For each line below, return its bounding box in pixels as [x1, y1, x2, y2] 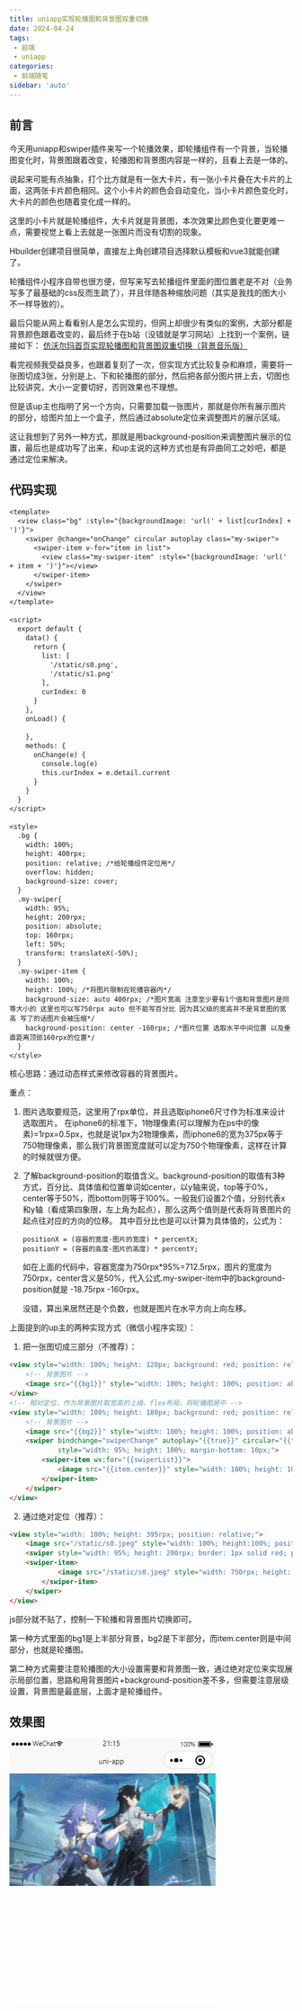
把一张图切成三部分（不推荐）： [22, 1341, 138, 1353]
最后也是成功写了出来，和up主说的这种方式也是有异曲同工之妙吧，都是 [24, 442, 287, 453]
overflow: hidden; [25, 868, 94, 877]
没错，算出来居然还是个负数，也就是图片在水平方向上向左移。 [22, 1303, 252, 1314]
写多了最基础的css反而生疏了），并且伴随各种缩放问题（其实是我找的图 [9, 287, 271, 298]
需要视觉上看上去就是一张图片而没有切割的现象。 [24, 226, 207, 237]
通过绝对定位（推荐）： [22, 1511, 106, 1522]
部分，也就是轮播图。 [9, 1644, 88, 1655]
